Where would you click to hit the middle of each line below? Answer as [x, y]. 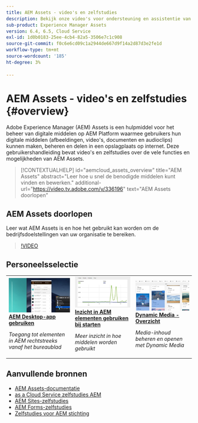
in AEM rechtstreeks [33, 341]
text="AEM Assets [148, 189]
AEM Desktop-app [32, 317]
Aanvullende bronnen [47, 374]
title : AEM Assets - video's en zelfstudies [62, 12]
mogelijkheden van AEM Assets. [45, 159]
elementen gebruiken [101, 318]
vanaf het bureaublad [35, 347]
